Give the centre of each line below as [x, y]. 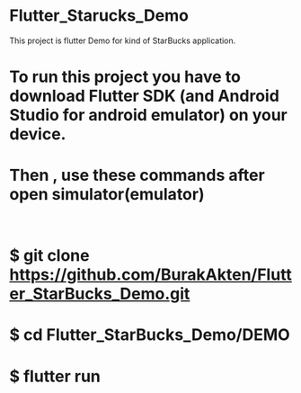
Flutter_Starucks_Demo [99, 16]
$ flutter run [55, 376]
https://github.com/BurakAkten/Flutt [150, 275]
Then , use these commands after [137, 175]
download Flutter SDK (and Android [145, 96]
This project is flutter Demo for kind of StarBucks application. [123, 40]
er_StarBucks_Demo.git [100, 294]
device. [38, 134]
